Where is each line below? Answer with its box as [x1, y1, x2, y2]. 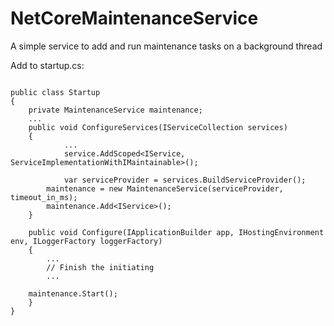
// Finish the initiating [46, 262, 155, 272]
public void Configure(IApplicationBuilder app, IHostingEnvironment [28, 227, 325, 237]
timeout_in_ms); [10, 192, 78, 202]
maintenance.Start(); [28, 288, 118, 299]
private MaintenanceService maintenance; [28, 105, 203, 115]
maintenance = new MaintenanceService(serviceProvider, [46, 183, 284, 194]
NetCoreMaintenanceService [10, 7, 259, 30]
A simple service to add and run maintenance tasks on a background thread [10, 40, 323, 52]
